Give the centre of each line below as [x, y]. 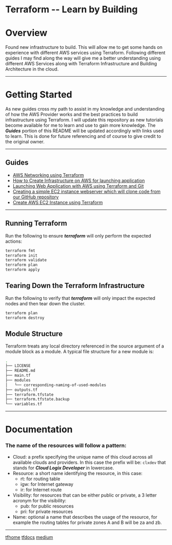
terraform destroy [25, 318]
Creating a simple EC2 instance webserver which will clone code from [87, 191]
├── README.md [20, 371]
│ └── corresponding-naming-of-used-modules [56, 385]
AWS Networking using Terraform [48, 175]
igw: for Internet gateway [47, 484]
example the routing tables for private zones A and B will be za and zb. [87, 522]
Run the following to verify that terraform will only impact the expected [80, 298]
